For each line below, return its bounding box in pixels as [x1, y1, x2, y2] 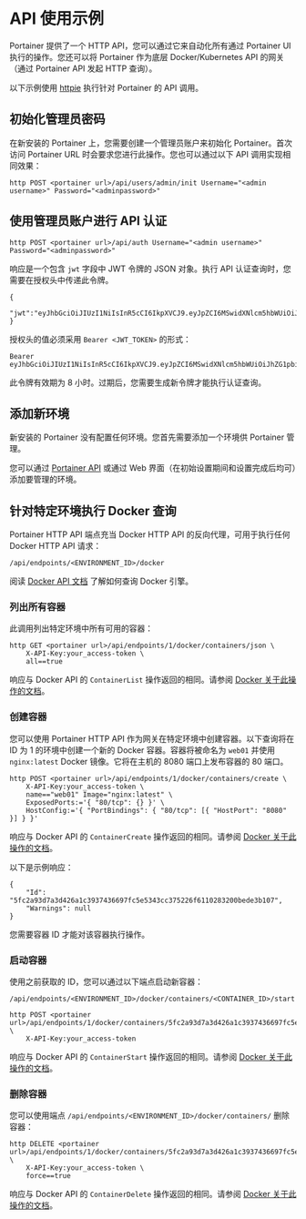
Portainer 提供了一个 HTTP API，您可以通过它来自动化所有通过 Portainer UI [9, 40, 291, 51]
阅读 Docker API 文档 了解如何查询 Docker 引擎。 [9, 575, 194, 587]
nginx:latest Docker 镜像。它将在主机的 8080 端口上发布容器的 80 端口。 [9, 756, 289, 767]
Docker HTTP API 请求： [9, 541, 102, 552]
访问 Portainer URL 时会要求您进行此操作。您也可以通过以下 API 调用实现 [9, 148, 283, 159]
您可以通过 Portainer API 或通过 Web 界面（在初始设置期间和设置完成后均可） [9, 462, 297, 473]
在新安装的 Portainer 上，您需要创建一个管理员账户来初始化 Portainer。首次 [9, 137, 293, 148]
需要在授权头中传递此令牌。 [9, 274, 114, 285]
